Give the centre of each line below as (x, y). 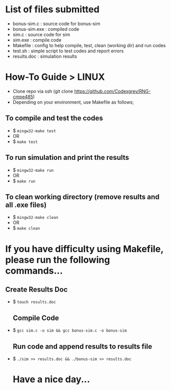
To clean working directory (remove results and (82, 197)
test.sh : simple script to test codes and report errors (68, 51)
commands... (34, 271)
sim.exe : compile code (37, 40)
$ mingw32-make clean (35, 217)
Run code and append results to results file (82, 346)
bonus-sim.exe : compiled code (46, 29)
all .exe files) (26, 205)
